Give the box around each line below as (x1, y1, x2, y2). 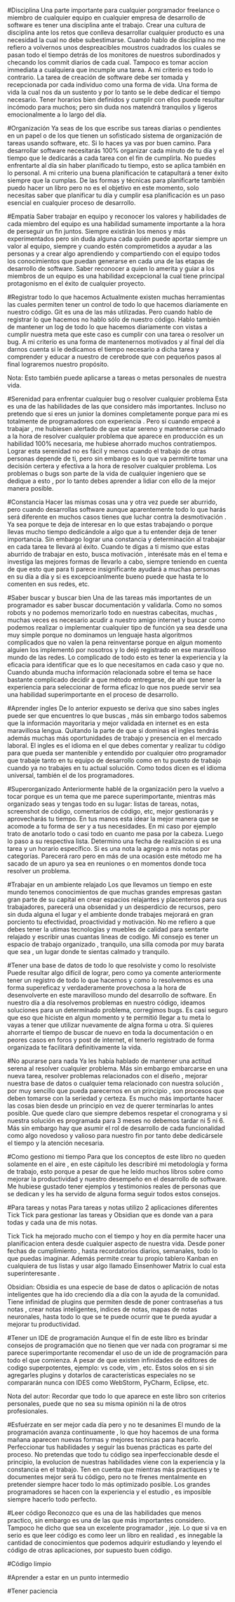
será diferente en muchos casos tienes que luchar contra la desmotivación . (7, 512, 227, 521)
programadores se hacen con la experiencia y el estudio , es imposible (7, 1488, 212, 1496)
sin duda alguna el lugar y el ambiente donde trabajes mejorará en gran (7, 911, 214, 918)
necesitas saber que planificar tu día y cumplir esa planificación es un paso (7, 191, 225, 199)
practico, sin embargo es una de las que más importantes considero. (7, 1516, 206, 1524)
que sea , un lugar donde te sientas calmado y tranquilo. (7, 948, 170, 955)
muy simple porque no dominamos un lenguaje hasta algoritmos (7, 631, 193, 639)
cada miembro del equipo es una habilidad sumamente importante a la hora (7, 220, 226, 227)
